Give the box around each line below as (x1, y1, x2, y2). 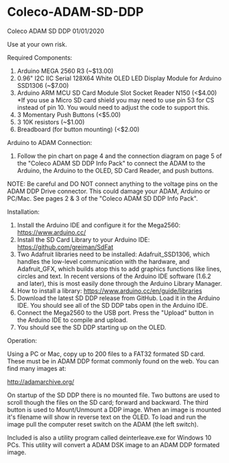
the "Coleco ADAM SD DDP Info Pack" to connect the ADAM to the (16, 159, 206, 167)
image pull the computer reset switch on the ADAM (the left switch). (7, 420, 199, 428)
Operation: (7, 336, 38, 344)
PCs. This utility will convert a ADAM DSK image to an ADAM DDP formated (7, 440, 220, 449)
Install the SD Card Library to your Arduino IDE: (16, 235, 150, 244)
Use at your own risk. (7, 40, 67, 48)
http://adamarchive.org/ (7, 377, 75, 385)
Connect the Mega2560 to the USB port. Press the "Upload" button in (16, 308, 214, 317)
